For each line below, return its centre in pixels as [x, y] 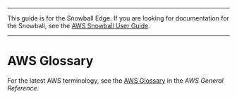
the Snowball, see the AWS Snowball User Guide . [79, 26]
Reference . [23, 88]
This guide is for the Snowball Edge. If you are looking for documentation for [118, 18]
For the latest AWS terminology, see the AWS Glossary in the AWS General [115, 80]
